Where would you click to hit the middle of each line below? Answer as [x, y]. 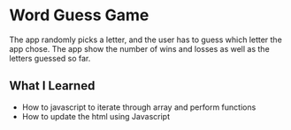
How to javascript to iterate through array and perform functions [139, 107]
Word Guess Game [79, 15]
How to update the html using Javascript [96, 116]
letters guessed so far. [50, 58]
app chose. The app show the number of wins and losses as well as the [139, 48]
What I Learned [52, 86]
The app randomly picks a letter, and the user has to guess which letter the [146, 40]
